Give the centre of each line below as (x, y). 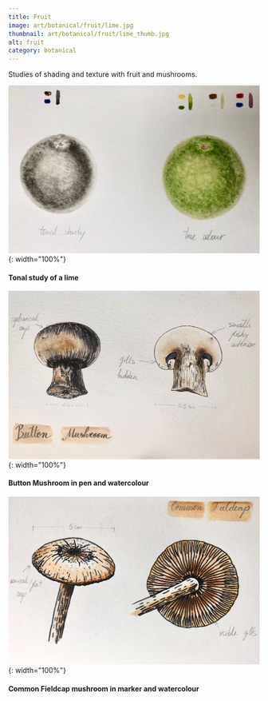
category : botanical (43, 51)
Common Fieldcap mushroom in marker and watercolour (104, 688)
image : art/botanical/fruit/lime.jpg (71, 25)
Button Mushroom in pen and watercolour (79, 483)
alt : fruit (26, 42)
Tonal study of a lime (43, 277)
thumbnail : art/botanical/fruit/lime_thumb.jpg (89, 34)
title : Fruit (30, 17)
